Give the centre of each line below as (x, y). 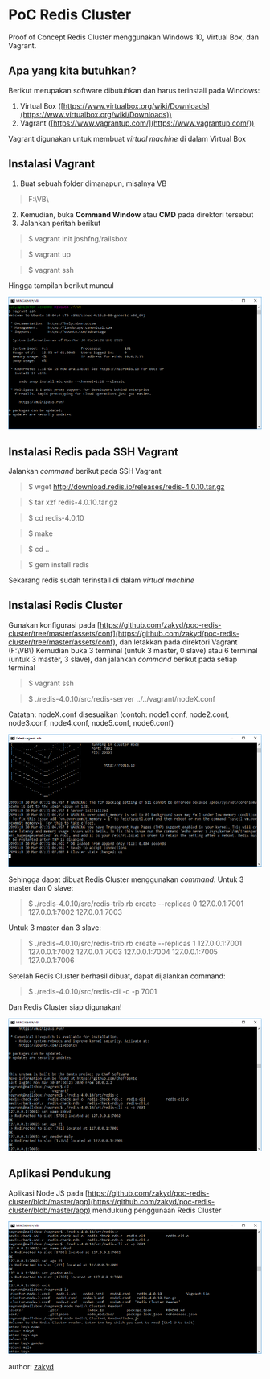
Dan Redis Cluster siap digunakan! (65, 1007)
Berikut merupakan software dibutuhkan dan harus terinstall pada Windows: (134, 90)
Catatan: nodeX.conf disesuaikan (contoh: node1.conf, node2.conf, (119, 714)
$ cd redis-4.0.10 (56, 517)
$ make (41, 533)
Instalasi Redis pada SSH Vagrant (94, 452)
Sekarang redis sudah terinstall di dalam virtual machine (101, 580)
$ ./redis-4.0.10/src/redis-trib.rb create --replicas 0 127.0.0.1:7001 (135, 904)
